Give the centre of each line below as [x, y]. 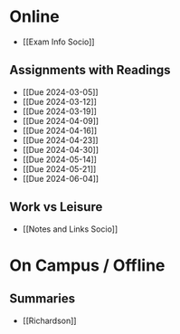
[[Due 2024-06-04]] [61, 178]
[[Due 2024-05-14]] [60, 159]
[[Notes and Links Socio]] [70, 229]
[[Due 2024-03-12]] [60, 101]
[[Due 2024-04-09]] [61, 120]
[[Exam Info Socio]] [58, 42]
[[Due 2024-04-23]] [60, 140]
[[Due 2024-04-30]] [61, 149]
